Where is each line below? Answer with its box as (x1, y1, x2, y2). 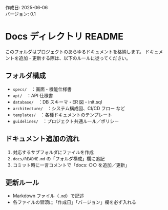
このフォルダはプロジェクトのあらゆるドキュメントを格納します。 (5, 48, 144, 55)
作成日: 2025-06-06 (5, 5, 48, 10)
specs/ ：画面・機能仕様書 (12, 86, 72, 92)
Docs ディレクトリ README (5, 31, 124, 43)
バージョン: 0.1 (5, 11, 36, 17)
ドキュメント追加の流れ (5, 135, 79, 143)
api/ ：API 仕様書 (12, 92, 53, 98)
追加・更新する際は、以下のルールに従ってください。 (18, 55, 131, 61)
